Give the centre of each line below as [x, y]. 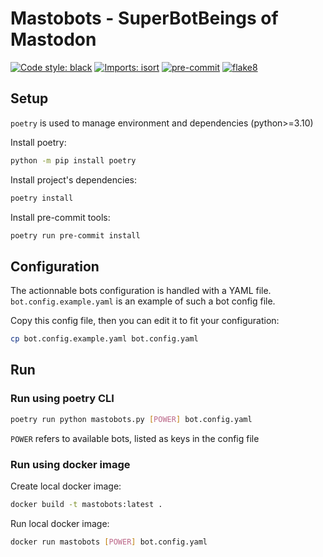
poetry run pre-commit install [75, 235]
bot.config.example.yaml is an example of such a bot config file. [143, 301]
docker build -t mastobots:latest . [86, 504]
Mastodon [53, 39]
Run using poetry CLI [62, 399]
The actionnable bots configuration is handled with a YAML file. [141, 291]
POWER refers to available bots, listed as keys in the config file [135, 438]
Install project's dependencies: [74, 179]
